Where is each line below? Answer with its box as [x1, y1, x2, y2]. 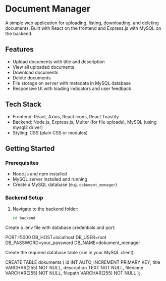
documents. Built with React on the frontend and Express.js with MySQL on [5, 25, 161, 31]
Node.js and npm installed [12, 171, 67, 177]
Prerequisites [5, 159, 39, 166]
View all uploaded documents [12, 64, 75, 70]
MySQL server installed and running [12, 176, 87, 182]
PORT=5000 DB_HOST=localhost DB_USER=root [5, 235, 107, 241]
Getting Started [5, 144, 55, 153]
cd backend [12, 215, 36, 220]
